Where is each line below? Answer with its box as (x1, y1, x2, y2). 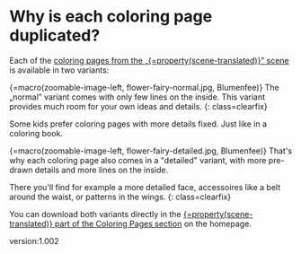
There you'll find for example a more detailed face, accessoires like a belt (9, 181, 281, 192)
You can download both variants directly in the (9, 208, 181, 219)
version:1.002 (9, 235, 60, 246)
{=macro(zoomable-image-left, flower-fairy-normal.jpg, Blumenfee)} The (9, 82, 280, 92)
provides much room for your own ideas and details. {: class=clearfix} (9, 101, 268, 111)
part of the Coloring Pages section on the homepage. (54, 218, 252, 229)
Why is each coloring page (9, 6, 213, 27)
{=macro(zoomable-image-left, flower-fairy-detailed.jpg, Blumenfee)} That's (9, 145, 293, 156)
